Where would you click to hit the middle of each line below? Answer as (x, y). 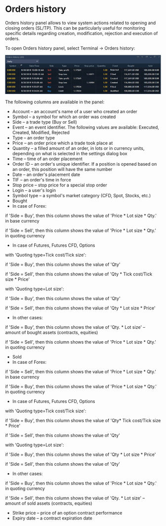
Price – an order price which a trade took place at (62, 143)
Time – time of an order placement (47, 159)
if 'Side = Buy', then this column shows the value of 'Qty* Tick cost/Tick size (83, 421)
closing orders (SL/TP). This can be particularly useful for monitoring (75, 28)
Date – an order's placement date (46, 175)
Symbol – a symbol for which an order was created (64, 117)
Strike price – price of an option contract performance (67, 513)
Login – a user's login (34, 190)
